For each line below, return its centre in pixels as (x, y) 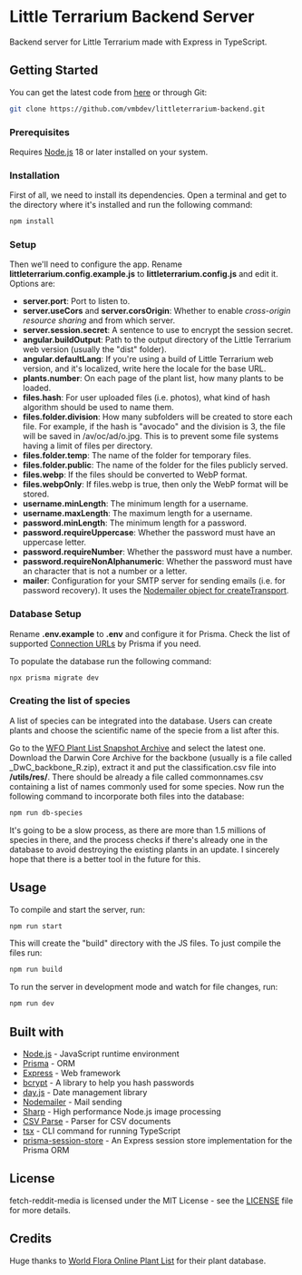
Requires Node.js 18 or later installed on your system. (109, 152)
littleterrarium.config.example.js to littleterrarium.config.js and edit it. (144, 274)
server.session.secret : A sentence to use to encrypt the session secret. (157, 330)
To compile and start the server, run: (77, 909)
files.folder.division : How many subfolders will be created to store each (157, 417)
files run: (26, 953)
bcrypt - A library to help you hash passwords (108, 1083)
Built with (37, 1032)
